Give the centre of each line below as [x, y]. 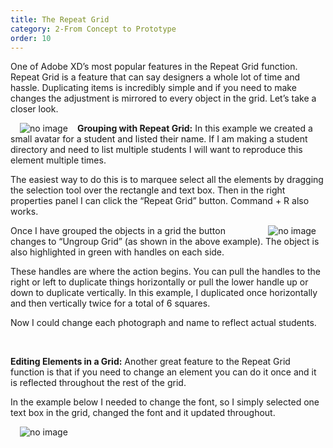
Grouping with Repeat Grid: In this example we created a [194, 128]
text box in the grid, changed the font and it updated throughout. [143, 413]
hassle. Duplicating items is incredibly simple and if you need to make [153, 88]
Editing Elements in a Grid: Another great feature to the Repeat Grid [150, 362]
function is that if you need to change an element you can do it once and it [163, 372]
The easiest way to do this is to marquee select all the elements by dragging [167, 180]
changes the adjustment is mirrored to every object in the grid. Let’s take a [163, 98]
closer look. [34, 109]
